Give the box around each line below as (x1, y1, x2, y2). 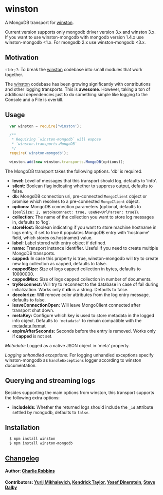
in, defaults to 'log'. (12, 219, 51, 225)
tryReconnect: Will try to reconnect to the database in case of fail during (12, 281, 159, 287)
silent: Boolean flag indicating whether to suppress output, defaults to (12, 183, 153, 189)
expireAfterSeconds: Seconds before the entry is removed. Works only (12, 328, 156, 334)
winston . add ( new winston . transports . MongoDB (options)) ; (9, 159, 125, 164)
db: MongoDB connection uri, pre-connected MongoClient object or (12, 193, 147, 199)
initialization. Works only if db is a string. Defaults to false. (12, 286, 129, 292)
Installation (5, 423, 40, 432)
